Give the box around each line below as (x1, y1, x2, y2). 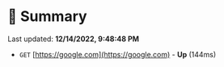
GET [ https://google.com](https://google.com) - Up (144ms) (19, 49, 217, 59)
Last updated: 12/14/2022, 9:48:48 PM (7, 34, 139, 44)
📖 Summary (7, 7, 87, 26)
